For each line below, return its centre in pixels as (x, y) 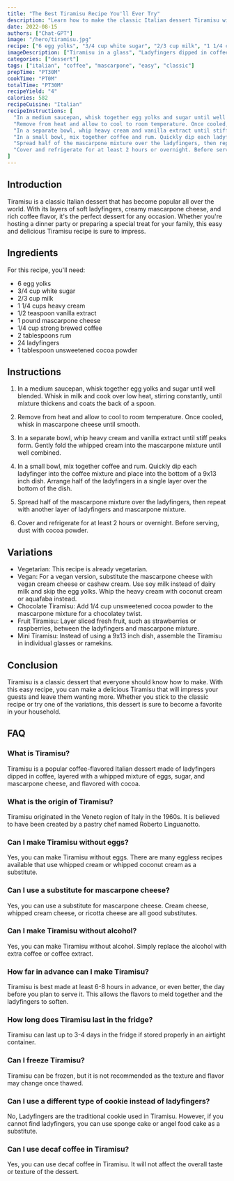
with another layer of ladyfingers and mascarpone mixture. (102, 509)
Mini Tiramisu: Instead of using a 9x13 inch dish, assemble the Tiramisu (120, 636)
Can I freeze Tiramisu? (46, 1060)
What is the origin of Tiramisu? (60, 802)
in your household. (34, 712)
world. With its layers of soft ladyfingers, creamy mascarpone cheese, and (114, 209)
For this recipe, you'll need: (46, 270)
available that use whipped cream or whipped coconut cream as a (102, 865)
